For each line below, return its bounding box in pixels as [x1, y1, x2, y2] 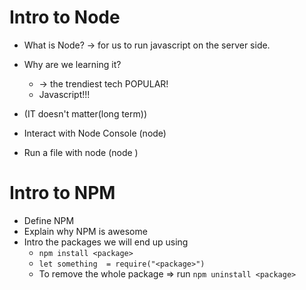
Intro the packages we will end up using [23, 236, 189, 248]
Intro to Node [9, 6, 121, 29]
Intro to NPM [9, 182, 116, 205]
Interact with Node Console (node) [23, 127, 167, 139]
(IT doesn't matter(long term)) [23, 107, 147, 120]
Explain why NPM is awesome [23, 225, 148, 237]
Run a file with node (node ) [23, 146, 139, 158]
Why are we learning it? [23, 58, 122, 70]
